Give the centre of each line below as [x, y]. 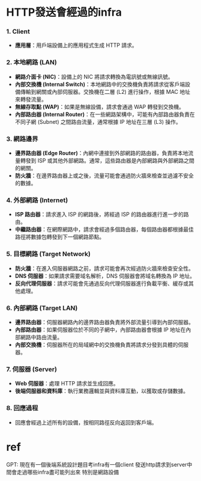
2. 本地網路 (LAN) [31, 63]
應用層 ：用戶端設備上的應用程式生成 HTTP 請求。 [76, 45]
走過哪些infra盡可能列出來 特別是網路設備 [67, 472]
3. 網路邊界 [22, 139]
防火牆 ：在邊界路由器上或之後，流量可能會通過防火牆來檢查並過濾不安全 [104, 176]
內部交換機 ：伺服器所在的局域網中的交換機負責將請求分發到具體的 [96, 345]
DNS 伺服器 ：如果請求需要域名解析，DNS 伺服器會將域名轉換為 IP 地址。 [105, 276]
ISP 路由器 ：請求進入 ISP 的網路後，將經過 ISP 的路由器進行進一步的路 [102, 215]
